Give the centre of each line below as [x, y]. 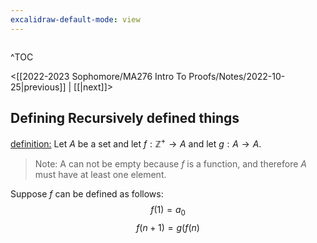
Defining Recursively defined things [125, 118]
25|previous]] [38, 87]
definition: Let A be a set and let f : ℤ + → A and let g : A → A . [136, 143]
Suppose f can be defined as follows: [87, 194]
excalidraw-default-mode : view [75, 19]
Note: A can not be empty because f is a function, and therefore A [171, 164]
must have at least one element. [100, 175]
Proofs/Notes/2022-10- [237, 76]
